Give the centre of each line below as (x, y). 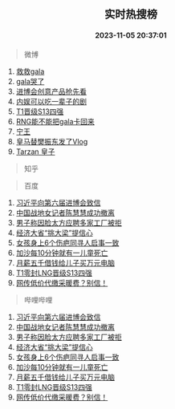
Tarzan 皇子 (35, 152)
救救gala (30, 71)
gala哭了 (30, 81)
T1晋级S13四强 (40, 111)
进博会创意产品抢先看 (51, 91)
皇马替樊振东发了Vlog (52, 141)
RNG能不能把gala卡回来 (55, 121)
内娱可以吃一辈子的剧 (51, 101)
